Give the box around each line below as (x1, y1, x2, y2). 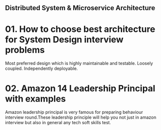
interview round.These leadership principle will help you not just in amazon (5, 114, 157, 120)
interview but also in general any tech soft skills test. (5, 120, 111, 126)
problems (5, 44, 45, 55)
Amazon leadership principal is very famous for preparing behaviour (5, 109, 143, 115)
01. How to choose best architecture (5, 23, 156, 35)
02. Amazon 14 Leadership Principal (5, 83, 156, 94)
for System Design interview (5, 34, 124, 45)
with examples (5, 93, 66, 104)
